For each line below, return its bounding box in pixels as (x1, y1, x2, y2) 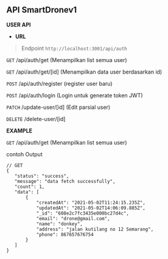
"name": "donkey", (36, 221, 83, 227)
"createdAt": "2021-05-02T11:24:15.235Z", (36, 199, 146, 205)
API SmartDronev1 (6, 5, 77, 15)
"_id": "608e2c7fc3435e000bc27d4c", (36, 210, 130, 216)
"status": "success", (14, 173, 69, 179)
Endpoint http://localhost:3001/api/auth (21, 44, 127, 52)
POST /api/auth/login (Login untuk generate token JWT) (6, 91, 143, 99)
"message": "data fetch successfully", (14, 178, 116, 184)
